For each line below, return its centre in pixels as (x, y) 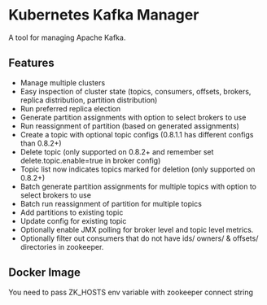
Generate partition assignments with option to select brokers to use (133, 117)
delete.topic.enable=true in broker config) (90, 160)
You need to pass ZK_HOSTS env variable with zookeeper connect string (131, 292)
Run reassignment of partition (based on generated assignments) (130, 126)
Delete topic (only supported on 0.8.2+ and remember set (117, 151)
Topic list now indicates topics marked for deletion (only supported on (138, 169)
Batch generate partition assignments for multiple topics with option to (138, 186)
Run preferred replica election (70, 108)
